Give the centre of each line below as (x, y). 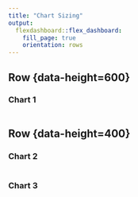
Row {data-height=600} (69, 77)
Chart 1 (22, 100)
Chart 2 (23, 156)
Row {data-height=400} (69, 134)
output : (21, 23)
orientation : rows (53, 45)
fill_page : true (50, 38)
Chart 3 (23, 186)
